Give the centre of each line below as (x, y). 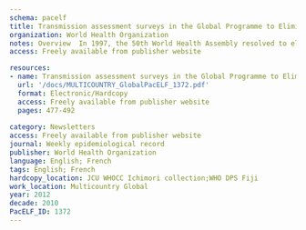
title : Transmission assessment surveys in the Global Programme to (142, 26)
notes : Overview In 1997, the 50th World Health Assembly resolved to (148, 43)
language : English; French (61, 161)
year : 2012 (30, 195)
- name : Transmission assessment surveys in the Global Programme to (144, 77)
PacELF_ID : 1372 (40, 212)
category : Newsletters (52, 127)
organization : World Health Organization (89, 35)
